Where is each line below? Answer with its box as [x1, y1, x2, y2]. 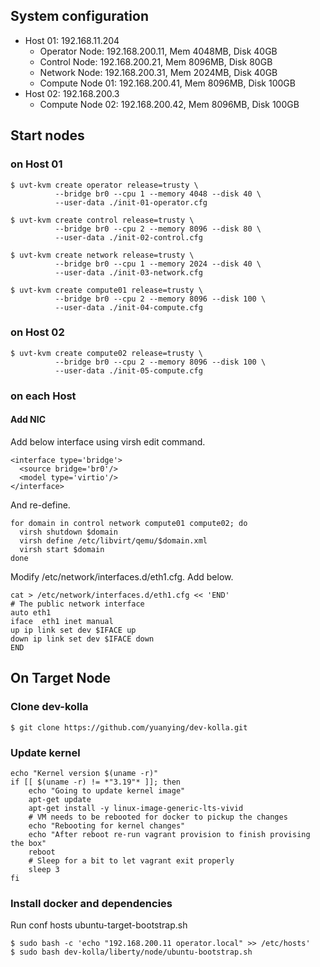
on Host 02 [10, 325, 65, 339]
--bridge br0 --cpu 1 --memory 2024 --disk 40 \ [54, 259, 262, 269]
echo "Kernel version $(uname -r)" [10, 768, 159, 778]
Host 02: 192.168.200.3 [24, 87, 120, 99]
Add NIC [10, 414, 47, 426]
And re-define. [10, 499, 71, 511]
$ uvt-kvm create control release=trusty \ [10, 215, 195, 225]
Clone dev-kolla [10, 700, 89, 714]
